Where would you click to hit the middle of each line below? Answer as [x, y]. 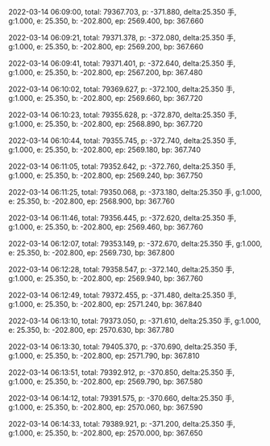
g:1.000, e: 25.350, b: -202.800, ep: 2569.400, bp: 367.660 [106, 21]
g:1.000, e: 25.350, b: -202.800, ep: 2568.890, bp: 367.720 [106, 124]
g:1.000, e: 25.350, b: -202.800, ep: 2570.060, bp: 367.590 [106, 407]
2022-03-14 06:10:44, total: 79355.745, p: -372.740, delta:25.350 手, [123, 141]
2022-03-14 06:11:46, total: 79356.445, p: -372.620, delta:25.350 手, [123, 218]
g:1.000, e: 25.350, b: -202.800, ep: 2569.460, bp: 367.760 [106, 227]
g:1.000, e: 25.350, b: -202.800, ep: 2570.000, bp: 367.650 [106, 433]
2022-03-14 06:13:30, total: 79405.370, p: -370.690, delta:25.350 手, [123, 347]
